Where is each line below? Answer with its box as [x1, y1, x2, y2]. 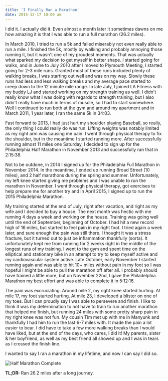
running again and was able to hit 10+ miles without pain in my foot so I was [5, 262, 161, 268]
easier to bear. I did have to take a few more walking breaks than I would [5, 324, 155, 331]
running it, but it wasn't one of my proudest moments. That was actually [5, 51, 154, 58]
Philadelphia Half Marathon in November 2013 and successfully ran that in [5, 146, 158, 152]
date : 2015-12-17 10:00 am [5, 12, 62, 17]
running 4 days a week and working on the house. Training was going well [5, 214, 159, 220]
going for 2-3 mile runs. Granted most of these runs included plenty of [5, 67, 151, 73]
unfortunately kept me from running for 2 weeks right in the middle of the [5, 240, 156, 246]
